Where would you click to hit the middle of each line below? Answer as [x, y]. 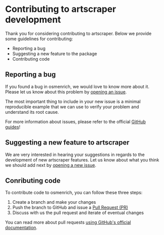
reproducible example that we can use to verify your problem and [72, 107]
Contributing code [31, 59]
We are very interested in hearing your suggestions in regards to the [75, 155]
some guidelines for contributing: [39, 39]
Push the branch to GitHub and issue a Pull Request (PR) [70, 208]
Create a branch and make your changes [54, 202]
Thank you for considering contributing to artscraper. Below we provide [78, 33]
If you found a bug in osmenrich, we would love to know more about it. [77, 86]
